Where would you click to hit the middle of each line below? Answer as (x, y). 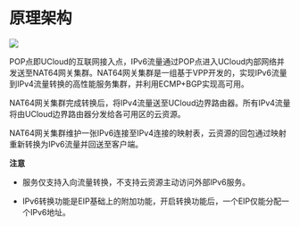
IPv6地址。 (50, 212)
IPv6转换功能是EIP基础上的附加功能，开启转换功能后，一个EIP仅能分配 (152, 201)
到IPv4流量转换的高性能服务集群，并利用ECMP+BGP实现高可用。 (129, 84)
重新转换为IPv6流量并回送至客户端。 (76, 144)
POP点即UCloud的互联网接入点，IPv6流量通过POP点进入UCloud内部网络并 (147, 61)
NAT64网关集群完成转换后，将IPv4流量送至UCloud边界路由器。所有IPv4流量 (150, 103)
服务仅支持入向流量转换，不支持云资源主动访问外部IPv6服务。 (136, 182)
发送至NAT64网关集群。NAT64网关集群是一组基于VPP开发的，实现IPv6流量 (148, 72)
